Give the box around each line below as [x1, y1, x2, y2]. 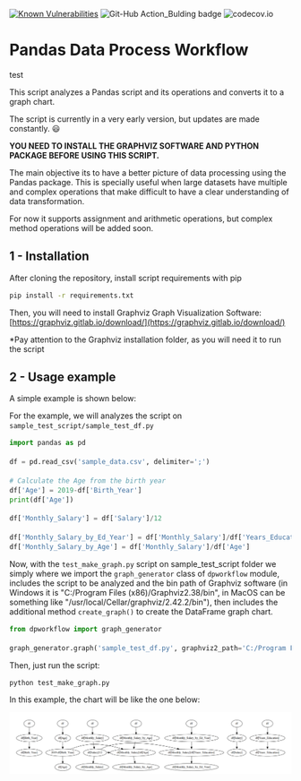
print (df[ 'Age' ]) [9, 495, 74, 504]
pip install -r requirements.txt [9, 291, 134, 300]
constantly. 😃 [9, 123, 61, 133]
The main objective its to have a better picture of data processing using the [9, 167, 287, 178]
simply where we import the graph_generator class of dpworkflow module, [9, 568, 280, 579]
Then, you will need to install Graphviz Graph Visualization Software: [9, 307, 262, 318]
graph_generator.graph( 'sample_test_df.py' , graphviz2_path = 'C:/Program [9, 643, 287, 653]
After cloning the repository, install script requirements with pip [9, 272, 242, 283]
